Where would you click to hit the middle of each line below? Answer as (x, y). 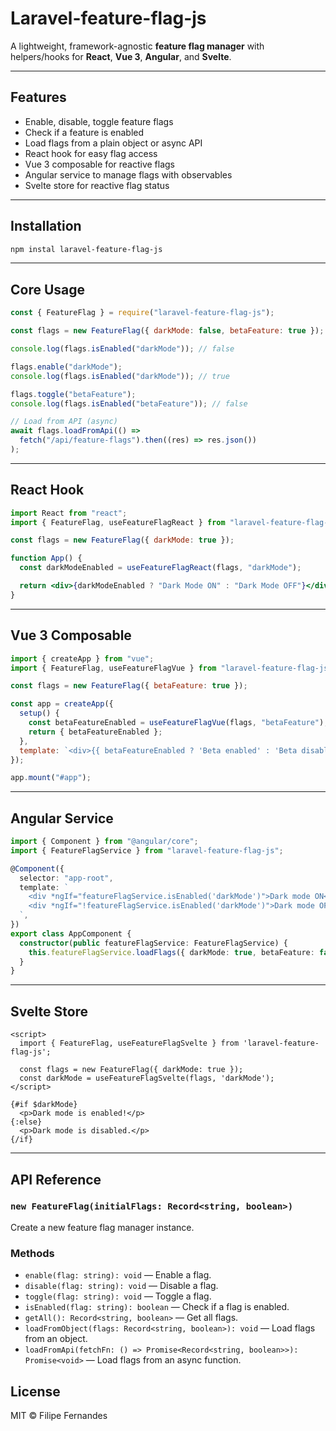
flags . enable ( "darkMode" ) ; (66, 367)
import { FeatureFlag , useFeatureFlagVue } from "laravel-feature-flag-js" (171, 668)
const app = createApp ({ (62, 704)
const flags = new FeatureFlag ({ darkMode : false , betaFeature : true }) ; (167, 331)
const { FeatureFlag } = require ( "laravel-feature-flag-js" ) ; (142, 313)
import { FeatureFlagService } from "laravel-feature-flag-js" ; (147, 850)
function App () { (46, 558)
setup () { (39, 713)
